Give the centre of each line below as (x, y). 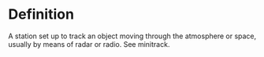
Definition (41, 14)
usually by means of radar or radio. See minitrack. (89, 44)
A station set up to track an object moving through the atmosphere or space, (132, 36)
